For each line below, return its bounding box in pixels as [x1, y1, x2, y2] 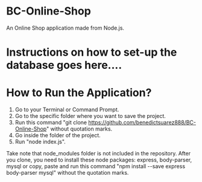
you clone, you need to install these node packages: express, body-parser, [6, 156, 192, 164]
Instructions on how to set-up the [6, 45, 177, 59]
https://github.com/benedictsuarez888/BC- [88, 119, 197, 126]
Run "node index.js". [14, 138, 66, 146]
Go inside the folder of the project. [14, 132, 101, 139]
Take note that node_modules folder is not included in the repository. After [6, 150, 191, 157]
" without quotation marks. [46, 125, 113, 132]
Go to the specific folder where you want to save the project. [14, 112, 166, 120]
